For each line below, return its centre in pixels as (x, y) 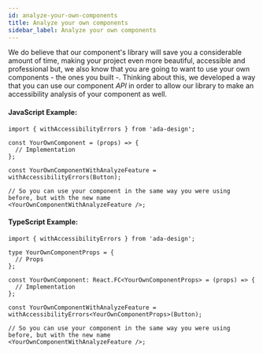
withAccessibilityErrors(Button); (65, 177)
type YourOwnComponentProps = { (61, 253)
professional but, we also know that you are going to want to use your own (129, 69)
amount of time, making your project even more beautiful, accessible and (127, 61)
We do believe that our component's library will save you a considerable (125, 53)
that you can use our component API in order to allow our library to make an (131, 86)
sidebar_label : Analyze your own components (82, 30)
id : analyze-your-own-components (63, 15)
